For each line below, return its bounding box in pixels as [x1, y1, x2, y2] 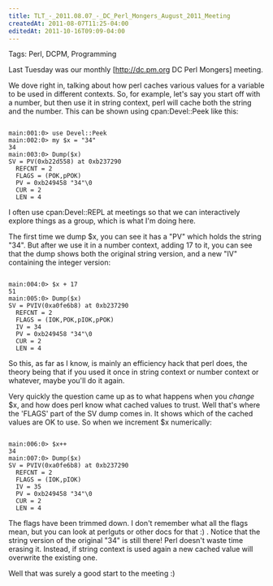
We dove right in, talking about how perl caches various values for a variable [8, 80, 265, 90]
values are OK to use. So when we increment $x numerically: [8, 417, 213, 427]
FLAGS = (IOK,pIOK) [15, 476, 82, 484]
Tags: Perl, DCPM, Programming [8, 50, 117, 59]
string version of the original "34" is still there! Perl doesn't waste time [8, 536, 244, 545]
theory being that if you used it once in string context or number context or [8, 367, 259, 377]
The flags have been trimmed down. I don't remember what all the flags [8, 519, 249, 528]
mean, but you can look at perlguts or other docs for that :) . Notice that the [8, 527, 261, 536]
